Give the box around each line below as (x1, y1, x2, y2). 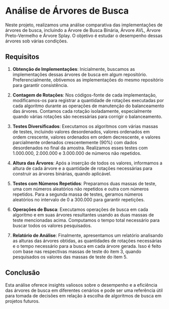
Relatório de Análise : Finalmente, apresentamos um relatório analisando (12, 232, 163, 238)
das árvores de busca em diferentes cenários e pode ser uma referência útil (5, 287, 163, 293)
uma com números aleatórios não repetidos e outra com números (12, 186, 149, 192)
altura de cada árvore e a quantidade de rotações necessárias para (12, 165, 153, 171)
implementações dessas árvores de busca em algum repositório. (12, 71, 147, 77)
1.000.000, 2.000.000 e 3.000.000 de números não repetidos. (12, 150, 142, 156)
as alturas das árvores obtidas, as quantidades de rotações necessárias (12, 238, 162, 244)
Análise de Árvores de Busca (5, 5, 129, 17)
